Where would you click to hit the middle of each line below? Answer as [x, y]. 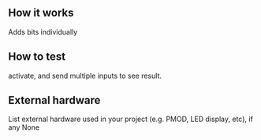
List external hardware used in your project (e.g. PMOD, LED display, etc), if [131, 119]
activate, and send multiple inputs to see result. [85, 76]
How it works [41, 13]
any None [24, 127]
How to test [37, 57]
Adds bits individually [43, 31]
